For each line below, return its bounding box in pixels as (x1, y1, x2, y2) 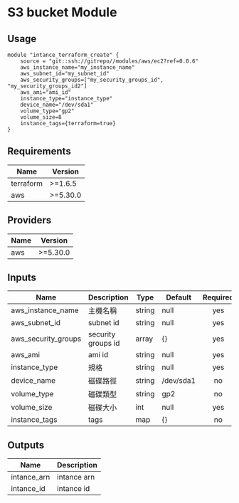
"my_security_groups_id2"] (7, 83, 87, 90)
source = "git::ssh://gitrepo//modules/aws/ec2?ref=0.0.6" (20, 58, 199, 65)
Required (202, 292, 235, 302)
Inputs (7, 272, 37, 284)
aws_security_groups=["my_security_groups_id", (20, 76, 164, 83)
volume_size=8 (20, 114, 62, 121)
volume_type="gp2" (20, 107, 75, 115)
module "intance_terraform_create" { (7, 51, 119, 58)
